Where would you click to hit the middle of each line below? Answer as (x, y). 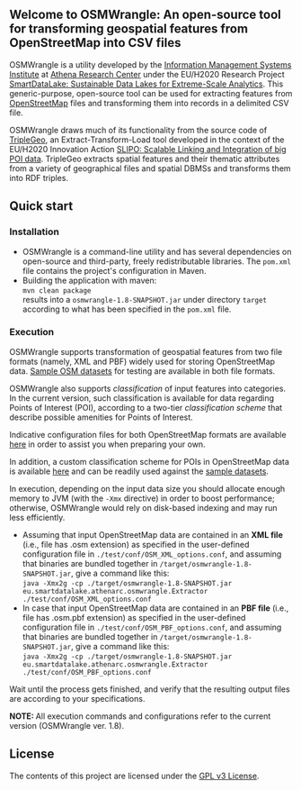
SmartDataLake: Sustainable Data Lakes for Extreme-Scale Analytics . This (146, 84)
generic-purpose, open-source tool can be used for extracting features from (151, 93)
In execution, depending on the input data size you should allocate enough (147, 488)
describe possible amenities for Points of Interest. (101, 417)
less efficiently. (37, 517)
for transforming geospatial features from (129, 29)
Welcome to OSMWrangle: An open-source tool (145, 15)
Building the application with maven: (89, 280)
